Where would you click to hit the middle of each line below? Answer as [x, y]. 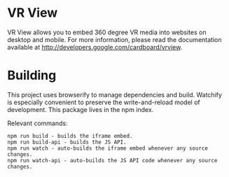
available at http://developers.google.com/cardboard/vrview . [95, 47]
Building [32, 76]
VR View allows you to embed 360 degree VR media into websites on [107, 32]
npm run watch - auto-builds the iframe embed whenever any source [108, 148]
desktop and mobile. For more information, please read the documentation [114, 39]
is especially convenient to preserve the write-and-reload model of [104, 102]
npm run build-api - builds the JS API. [67, 142]
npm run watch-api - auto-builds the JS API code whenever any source [112, 160]
